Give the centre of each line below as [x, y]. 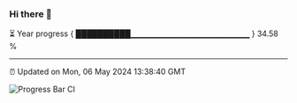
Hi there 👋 [31, 14]
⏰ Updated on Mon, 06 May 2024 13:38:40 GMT [98, 72]
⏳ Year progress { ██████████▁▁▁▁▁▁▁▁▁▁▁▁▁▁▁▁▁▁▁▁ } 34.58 [144, 33]
